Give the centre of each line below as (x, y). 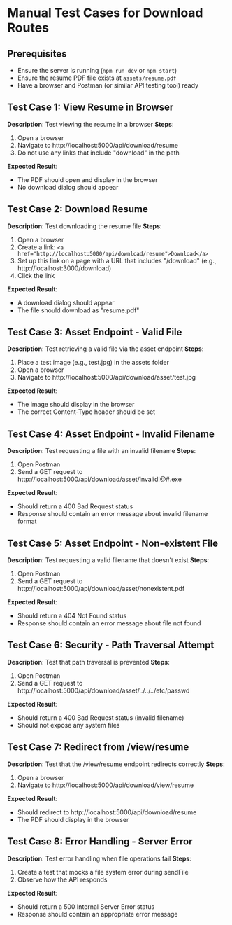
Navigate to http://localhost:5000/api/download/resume (97, 145)
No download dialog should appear (68, 187)
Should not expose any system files (68, 725)
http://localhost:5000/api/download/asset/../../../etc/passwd (103, 690)
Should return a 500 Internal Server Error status (86, 906)
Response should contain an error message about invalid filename (113, 514)
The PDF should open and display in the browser (88, 179)
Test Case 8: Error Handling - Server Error (100, 842)
